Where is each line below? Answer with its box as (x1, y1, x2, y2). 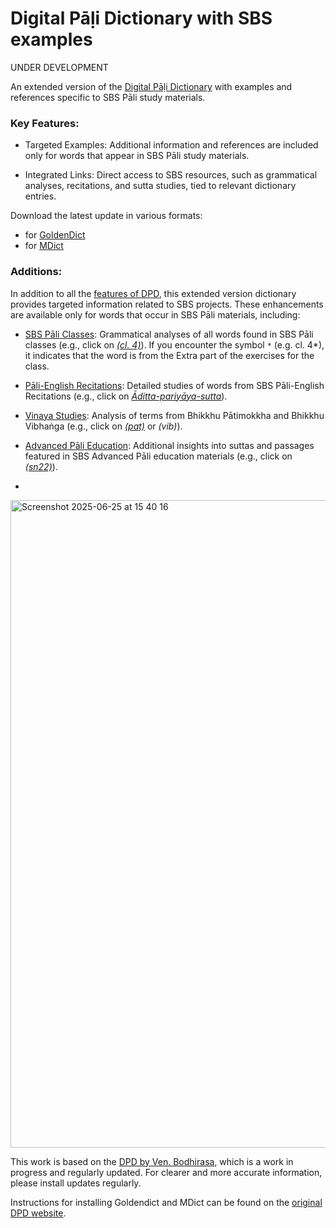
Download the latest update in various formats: (10, 210, 203, 222)
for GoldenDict (24, 229, 86, 241)
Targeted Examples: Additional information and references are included (24, 139, 319, 151)
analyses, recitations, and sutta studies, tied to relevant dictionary (24, 180, 297, 192)
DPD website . (10, 1207, 67, 1219)
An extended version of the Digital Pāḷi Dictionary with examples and (10, 80, 293, 92)
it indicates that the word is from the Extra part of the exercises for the (24, 349, 315, 361)
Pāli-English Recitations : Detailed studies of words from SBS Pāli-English (24, 379, 325, 391)
